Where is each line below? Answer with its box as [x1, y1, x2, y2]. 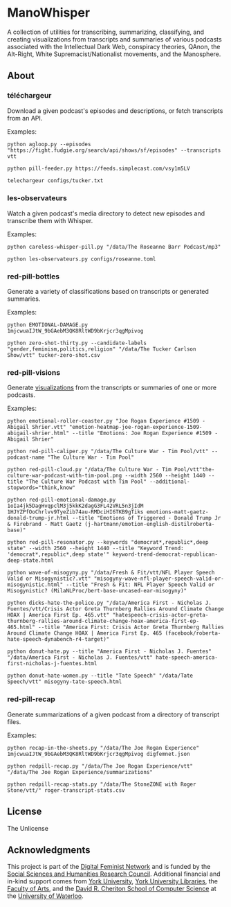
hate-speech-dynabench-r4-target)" [7, 636, 110, 643]
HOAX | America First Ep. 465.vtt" [7, 612, 110, 619]
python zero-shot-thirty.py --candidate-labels [7, 340, 147, 347]
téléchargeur [7, 91, 52, 100]
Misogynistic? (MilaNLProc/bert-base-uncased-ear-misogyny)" [7, 588, 187, 595]
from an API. [7, 114, 43, 122]
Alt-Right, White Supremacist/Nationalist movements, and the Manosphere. [7, 50, 221, 58]
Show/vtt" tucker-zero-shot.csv [7, 352, 100, 359]
